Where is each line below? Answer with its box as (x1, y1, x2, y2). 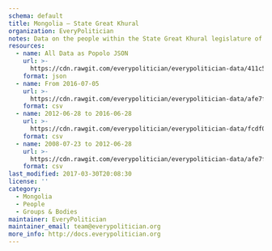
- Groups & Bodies (15, 207, 79, 215)
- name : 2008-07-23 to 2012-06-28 (15, 139, 132, 148)
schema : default (8, 11, 63, 20)
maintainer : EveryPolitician (8, 215, 107, 223)
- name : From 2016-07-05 (15, 79, 100, 87)
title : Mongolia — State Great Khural (8, 19, 139, 28)
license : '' (8, 177, 49, 186)
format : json (23, 72, 67, 80)
